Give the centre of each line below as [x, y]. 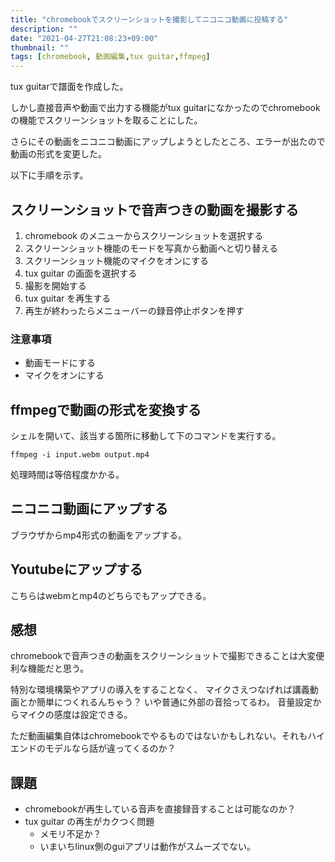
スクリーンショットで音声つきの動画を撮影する [154, 209]
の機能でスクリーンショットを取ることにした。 [106, 120]
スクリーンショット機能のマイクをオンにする [116, 260]
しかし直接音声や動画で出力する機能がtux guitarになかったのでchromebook [165, 108]
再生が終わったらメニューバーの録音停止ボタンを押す [134, 310]
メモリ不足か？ [70, 834]
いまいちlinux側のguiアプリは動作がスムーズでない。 [148, 847]
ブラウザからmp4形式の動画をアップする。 [98, 535]
